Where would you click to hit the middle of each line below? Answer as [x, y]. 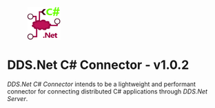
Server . [18, 98]
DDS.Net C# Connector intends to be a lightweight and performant [102, 84]
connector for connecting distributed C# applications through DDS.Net [107, 91]
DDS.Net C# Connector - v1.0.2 [98, 65]
